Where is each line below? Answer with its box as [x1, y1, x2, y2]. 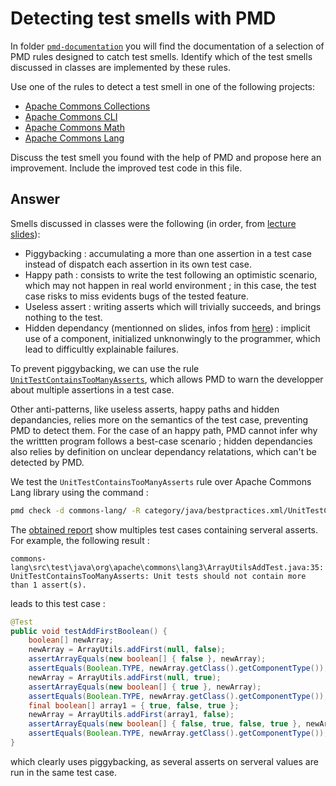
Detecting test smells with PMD [10, 7, 277, 30]
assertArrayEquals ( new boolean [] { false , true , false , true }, [28, 719, 302, 729]
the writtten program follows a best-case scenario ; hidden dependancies [10, 435, 313, 447]
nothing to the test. [24, 311, 103, 323]
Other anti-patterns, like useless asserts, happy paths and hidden [10, 403, 280, 415]
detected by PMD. [10, 456, 85, 468]
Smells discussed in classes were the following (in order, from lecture [10, 217, 297, 229]
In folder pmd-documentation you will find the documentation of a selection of [10, 40, 325, 52]
